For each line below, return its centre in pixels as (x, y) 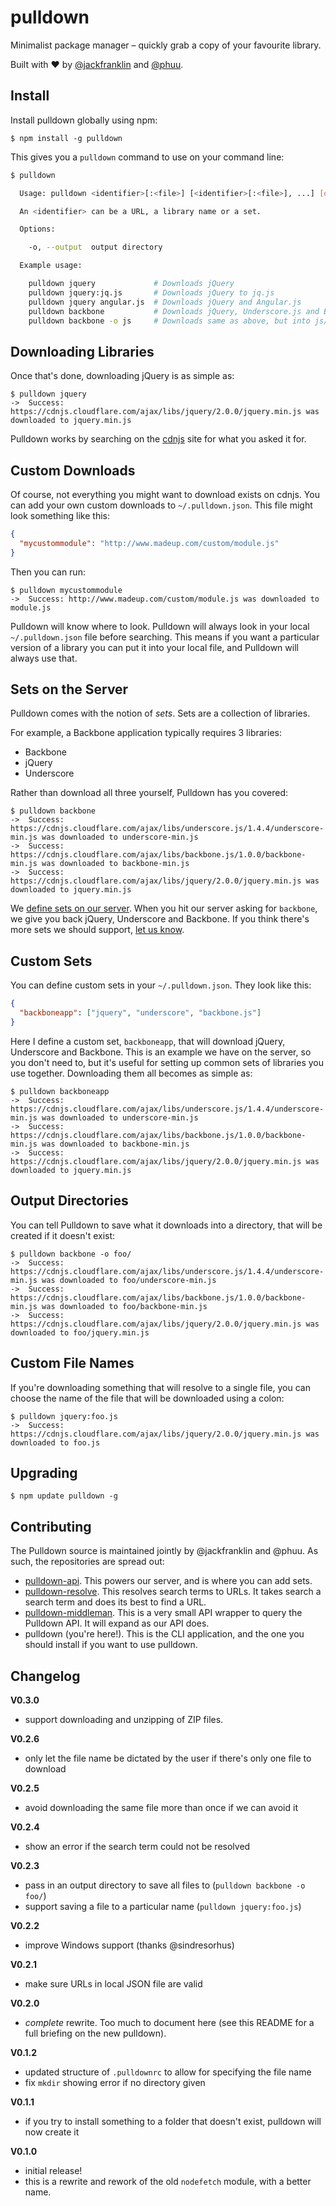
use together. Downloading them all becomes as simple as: (131, 1073)
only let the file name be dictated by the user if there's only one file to (168, 1758)
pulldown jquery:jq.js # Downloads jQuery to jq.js (151, 292)
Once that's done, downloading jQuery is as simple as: (122, 376)
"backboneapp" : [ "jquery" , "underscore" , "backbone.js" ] (140, 1013)
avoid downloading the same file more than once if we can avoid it (161, 1807)
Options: (37, 229)
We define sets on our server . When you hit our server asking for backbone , (164, 908)
